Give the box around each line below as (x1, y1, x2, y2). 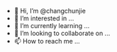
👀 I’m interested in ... (13, 14, 74, 22)
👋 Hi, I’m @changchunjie (13, 7, 87, 15)
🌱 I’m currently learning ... (13, 22, 90, 30)
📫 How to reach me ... (13, 37, 80, 45)
